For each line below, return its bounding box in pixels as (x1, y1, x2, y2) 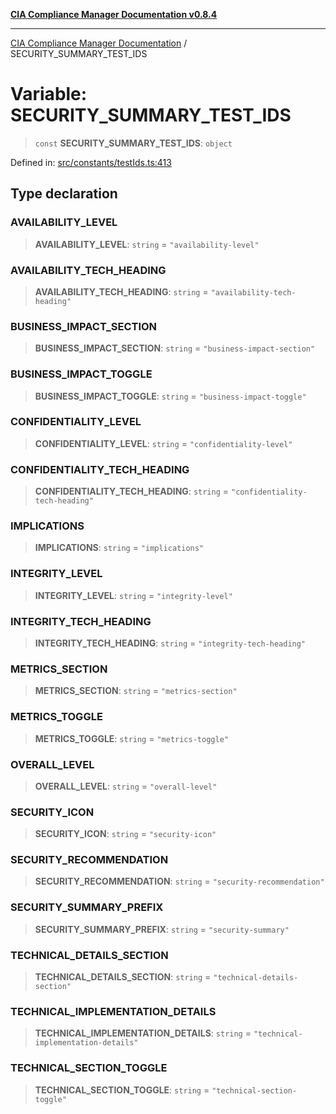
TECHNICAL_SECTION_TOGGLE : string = (34, 1084, 210, 1096)
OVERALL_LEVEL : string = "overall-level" (34, 780, 218, 792)
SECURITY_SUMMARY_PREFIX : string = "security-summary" (34, 923, 290, 935)
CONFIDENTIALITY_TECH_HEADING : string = (34, 485, 230, 498)
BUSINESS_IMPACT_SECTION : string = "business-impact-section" (34, 342, 316, 354)
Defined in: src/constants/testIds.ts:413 (10, 156, 172, 168)
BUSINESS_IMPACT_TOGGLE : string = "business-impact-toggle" (34, 390, 307, 402)
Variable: (10, 83, 88, 106)
